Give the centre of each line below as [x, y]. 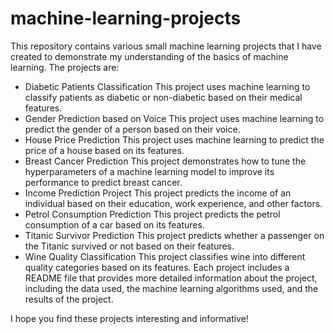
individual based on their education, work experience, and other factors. [173, 203]
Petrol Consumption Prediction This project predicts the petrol [152, 214]
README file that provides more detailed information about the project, [171, 278]
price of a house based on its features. [104, 150]
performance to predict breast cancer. [103, 182]
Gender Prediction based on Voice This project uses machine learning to [174, 118]
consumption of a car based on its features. [114, 224]
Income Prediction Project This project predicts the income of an [158, 193]
